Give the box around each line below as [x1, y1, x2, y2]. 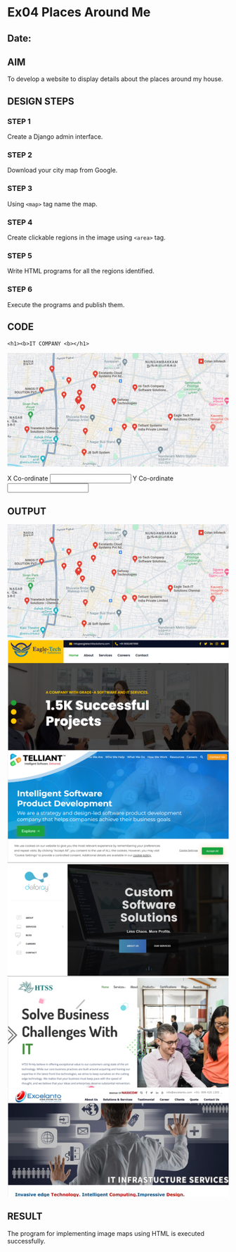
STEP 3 [7, 184, 33, 194]
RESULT [7, 1210, 43, 1222]
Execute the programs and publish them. [7, 300, 125, 309]
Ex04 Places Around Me [7, 4, 151, 20]
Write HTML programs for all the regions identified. [7, 267, 155, 275]
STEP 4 [7, 217, 33, 227]
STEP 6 [7, 285, 33, 295]
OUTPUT [7, 505, 47, 517]
